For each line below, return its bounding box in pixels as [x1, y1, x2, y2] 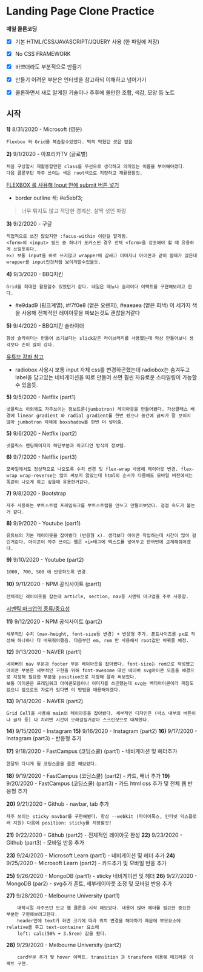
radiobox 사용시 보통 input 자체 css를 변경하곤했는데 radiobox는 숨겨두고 [15, 366, 190, 374]
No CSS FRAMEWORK [15, 50, 71, 57]
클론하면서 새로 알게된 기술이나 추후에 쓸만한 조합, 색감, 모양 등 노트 [15, 89, 175, 96]
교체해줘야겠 [165, 539, 191, 545]
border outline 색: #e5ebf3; [15, 194, 83, 201]
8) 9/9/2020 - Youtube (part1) [6, 520, 81, 527]
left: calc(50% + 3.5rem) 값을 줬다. [17, 931, 107, 937]
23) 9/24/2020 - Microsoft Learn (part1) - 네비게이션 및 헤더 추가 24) [6, 852, 176, 859]
